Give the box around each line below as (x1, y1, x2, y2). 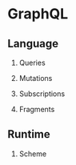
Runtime (7, 127, 50, 141)
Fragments (18, 105, 55, 114)
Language (7, 37, 59, 50)
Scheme (18, 149, 47, 159)
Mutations (18, 74, 53, 82)
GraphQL (7, 5, 69, 23)
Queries (18, 58, 46, 67)
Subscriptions (18, 89, 66, 99)
